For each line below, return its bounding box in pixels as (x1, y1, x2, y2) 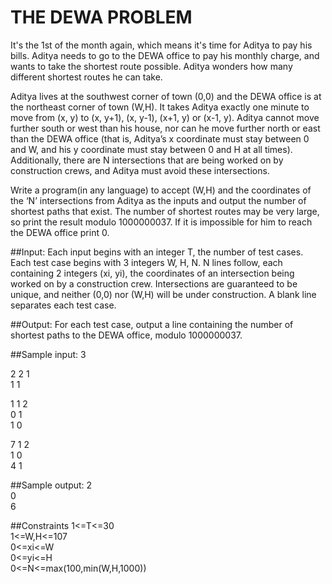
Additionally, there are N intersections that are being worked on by (10, 154, 284, 166)
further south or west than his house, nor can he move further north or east (10, 122, 321, 134)
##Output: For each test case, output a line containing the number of (10, 318, 294, 330)
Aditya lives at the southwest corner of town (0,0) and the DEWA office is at (10, 90, 322, 102)
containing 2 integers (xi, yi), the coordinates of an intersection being (10, 267, 295, 279)
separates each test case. (10, 299, 117, 311)
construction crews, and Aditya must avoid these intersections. (10, 164, 270, 176)
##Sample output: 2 (10, 479, 93, 491)
